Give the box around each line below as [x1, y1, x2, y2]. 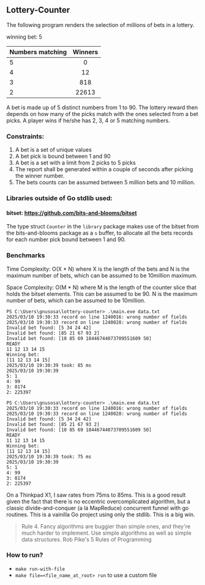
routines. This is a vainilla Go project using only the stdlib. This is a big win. [6, 511, 195, 518]
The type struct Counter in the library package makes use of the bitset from [6, 223, 199, 230]
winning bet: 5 [6, 33, 43, 41]
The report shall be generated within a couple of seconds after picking [15, 166, 193, 173]
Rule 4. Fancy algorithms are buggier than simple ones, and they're [21, 522, 191, 530]
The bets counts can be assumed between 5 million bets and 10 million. [15, 179, 196, 186]
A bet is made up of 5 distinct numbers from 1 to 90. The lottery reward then [6, 104, 198, 111]
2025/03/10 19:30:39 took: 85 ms [6, 362, 92, 368]
